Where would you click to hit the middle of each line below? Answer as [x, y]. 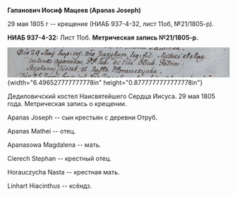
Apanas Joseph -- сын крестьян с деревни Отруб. [83, 117]
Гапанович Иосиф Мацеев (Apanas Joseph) [74, 10]
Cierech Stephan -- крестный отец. [59, 158]
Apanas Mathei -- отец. [42, 131]
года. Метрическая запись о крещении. [67, 103]
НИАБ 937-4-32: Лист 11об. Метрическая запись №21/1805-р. [103, 37]
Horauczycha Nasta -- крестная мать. [63, 172]
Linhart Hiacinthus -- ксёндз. [50, 186]
